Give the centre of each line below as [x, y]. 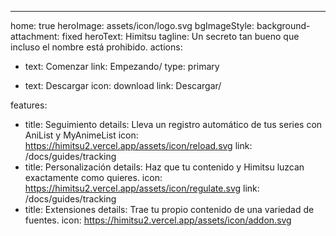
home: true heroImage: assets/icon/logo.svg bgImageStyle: [132, 25]
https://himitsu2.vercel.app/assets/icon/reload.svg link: [138, 145]
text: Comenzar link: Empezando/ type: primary [122, 66]
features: [29, 105]
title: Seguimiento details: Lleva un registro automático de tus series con [173, 124]
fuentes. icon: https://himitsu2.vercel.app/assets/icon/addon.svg [158, 220]
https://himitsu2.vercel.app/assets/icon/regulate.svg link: [142, 188]
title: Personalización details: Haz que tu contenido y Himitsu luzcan [164, 167]
